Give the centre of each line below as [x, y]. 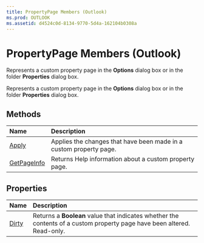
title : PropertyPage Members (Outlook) [57, 12]
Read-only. [49, 231]
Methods [24, 114]
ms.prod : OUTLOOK [28, 18]
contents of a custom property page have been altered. [111, 223]
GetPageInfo [27, 163]
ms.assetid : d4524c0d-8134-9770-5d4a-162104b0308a [72, 23]
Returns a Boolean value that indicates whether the [106, 216]
